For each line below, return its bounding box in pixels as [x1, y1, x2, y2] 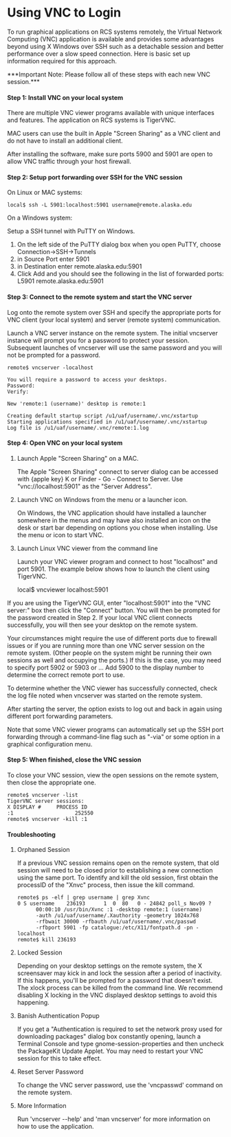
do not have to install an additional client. [7, 136, 123, 145]
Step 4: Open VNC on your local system [7, 439, 123, 447]
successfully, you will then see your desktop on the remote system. [7, 620, 198, 629]
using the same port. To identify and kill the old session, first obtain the [16, 873, 219, 882]
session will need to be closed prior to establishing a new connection [16, 866, 213, 875]
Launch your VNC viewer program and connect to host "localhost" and [16, 557, 218, 565]
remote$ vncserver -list [7, 791, 78, 798]
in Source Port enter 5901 [16, 255, 90, 263]
